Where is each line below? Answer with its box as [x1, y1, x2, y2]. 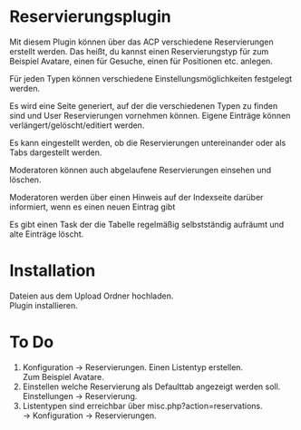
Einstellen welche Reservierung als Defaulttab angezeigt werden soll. [22, 381, 281, 392]
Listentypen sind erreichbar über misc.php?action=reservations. [22, 400, 263, 411]
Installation [9, 260, 96, 281]
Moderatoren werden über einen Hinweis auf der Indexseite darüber [9, 191, 264, 202]
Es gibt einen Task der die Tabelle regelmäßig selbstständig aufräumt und [9, 219, 285, 230]
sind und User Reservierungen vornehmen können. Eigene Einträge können [9, 110, 291, 121]
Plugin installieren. [9, 299, 79, 310]
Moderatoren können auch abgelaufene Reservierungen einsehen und [9, 164, 272, 175]
